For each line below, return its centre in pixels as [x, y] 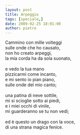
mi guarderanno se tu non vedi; [37, 111]
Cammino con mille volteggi [34, 42]
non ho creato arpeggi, [29, 53]
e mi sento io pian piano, [30, 80]
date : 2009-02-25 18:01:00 [33, 24]
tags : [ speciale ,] [24, 19]
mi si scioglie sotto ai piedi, [33, 101]
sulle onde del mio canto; [31, 85]
